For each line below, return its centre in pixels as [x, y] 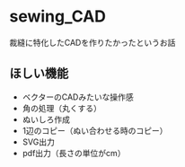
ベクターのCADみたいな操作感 [78, 97]
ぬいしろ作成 [46, 119]
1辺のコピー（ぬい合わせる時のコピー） [95, 130]
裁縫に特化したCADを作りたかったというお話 [92, 42]
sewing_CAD [57, 17]
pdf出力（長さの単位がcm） [74, 153]
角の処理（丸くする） [62, 108]
